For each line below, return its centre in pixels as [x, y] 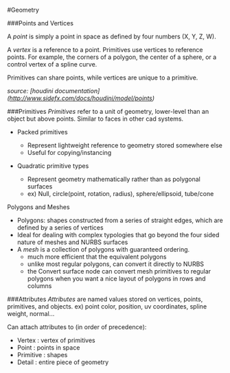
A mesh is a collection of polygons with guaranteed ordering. [103, 249]
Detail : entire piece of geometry [63, 362]
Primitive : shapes [42, 355]
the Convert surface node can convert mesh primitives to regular [119, 271]
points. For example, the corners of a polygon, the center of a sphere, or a [112, 57]
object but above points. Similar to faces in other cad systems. [95, 119]
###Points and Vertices [41, 23]
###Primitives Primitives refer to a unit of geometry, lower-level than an [108, 111]
